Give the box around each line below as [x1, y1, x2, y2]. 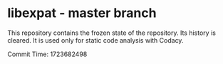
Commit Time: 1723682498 [7, 50, 88, 58]
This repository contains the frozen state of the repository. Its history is [7, 28, 216, 37]
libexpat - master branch [7, 5, 157, 21]
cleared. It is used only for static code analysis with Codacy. [7, 36, 184, 44]
